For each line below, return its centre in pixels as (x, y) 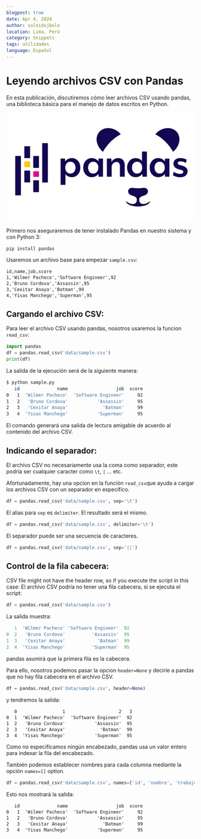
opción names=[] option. (35, 771)
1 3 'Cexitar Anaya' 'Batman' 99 (68, 641)
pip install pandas (31, 249)
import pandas (24, 347)
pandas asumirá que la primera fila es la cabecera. (68, 659)
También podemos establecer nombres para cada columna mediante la (94, 765)
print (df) (19, 360)
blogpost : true (25, 13)
